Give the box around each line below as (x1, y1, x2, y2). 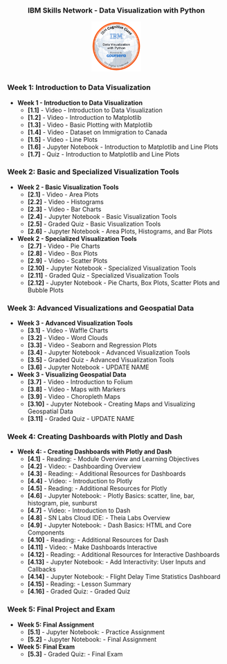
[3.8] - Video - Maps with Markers (27, 385, 126, 393)
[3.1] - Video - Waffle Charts (27, 326, 109, 334)
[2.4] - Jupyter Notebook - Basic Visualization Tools (27, 212, 177, 220)
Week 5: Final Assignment (17, 620, 95, 629)
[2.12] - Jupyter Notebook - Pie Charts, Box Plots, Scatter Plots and (27, 278, 220, 287)
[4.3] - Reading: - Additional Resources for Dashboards (27, 469, 186, 478)
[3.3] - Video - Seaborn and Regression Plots (27, 341, 157, 350)
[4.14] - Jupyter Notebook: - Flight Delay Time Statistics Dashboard (27, 573, 221, 581)
